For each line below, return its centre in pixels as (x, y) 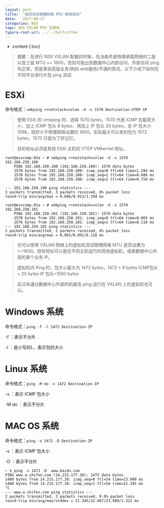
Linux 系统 (26, 369)
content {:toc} (26, 46)
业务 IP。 (43, 257)
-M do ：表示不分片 (25, 404)
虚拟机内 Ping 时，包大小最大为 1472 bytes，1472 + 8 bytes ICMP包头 (87, 267)
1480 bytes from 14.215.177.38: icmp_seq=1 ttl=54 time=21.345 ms (74, 483)
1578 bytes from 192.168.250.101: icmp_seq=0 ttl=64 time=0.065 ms (84, 218)
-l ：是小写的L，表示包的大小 (34, 347)
